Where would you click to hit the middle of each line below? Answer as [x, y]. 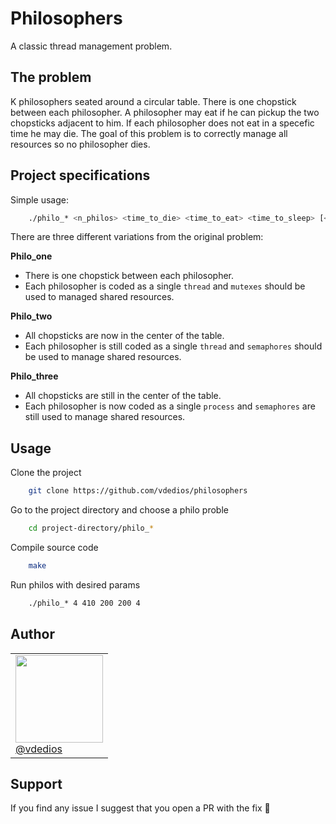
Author [32, 634]
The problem [51, 77]
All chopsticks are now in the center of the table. [124, 336]
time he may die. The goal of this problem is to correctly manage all [149, 133]
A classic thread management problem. [91, 46]
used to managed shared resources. [99, 297]
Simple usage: [40, 199]
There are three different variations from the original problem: [137, 237]
